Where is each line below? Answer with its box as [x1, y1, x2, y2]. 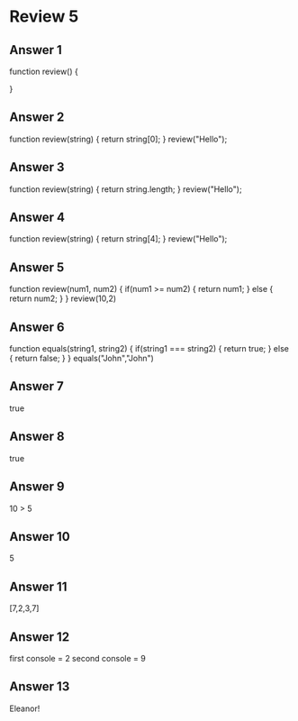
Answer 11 [9, 579, 68, 594]
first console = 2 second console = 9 [9, 653, 146, 663]
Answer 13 [9, 679, 70, 695]
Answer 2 [9, 110, 65, 125]
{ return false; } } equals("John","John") [9, 353, 155, 364]
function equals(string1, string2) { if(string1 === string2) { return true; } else [9, 343, 290, 354]
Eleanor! [9, 703, 41, 714]
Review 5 [9, 6, 79, 27]
